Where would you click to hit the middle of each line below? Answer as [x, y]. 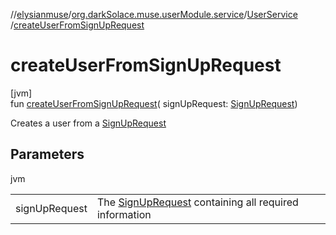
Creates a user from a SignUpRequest [88, 123]
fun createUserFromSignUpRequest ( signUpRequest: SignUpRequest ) [154, 103]
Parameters [47, 154]
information [124, 214]
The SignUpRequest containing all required [197, 202]
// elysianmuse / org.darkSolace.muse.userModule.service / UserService [154, 14]
